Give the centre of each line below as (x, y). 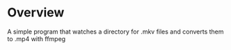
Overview (36, 13)
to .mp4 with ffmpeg (37, 38)
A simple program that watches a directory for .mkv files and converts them (115, 32)
